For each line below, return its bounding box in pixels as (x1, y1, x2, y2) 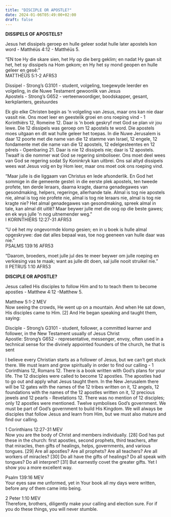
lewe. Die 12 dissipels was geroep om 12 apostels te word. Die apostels (5, 125, 155, 131)
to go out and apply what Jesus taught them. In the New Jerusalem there (5, 378, 159, 384)
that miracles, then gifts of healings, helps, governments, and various (5, 443, 151, 449)
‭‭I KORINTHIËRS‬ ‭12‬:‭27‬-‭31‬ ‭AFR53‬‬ (5, 217, 72, 223)
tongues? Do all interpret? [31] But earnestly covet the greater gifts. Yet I (5, 459, 157, 465)
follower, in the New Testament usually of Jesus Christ (5, 331, 120, 337)
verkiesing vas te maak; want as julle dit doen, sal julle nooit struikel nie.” (5, 258, 158, 264)
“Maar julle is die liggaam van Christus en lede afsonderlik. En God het (5, 173, 153, 179)
